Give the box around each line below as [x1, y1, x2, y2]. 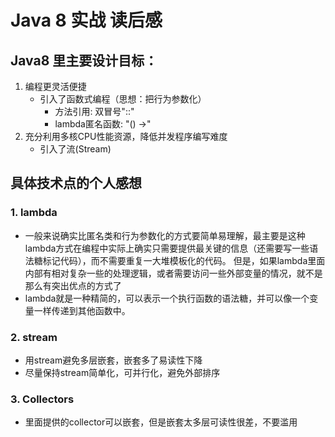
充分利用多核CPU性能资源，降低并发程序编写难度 [24, 131, 228, 142]
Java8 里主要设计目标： [10, 52, 158, 69]
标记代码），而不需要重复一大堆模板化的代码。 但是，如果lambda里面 [42, 254, 326, 266]
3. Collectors [10, 392, 75, 406]
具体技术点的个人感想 [10, 175, 142, 192]
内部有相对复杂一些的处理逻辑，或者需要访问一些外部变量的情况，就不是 [24, 267, 323, 279]
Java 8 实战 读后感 [10, 9, 163, 32]
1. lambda [10, 206, 58, 220]
